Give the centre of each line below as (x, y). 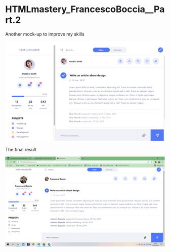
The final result (21, 150)
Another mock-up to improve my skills (45, 34)
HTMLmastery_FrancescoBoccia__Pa (85, 9)
